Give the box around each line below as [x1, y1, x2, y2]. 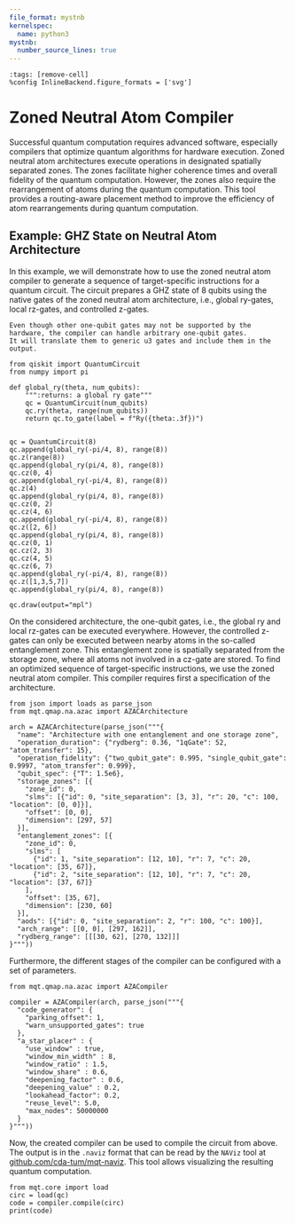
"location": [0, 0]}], [9, 800, 93, 809]
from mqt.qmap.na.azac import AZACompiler [9, 982, 168, 991]
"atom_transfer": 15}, [9, 746, 93, 754]
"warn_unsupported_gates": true [25, 1021, 144, 1030]
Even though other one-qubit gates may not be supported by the [9, 320, 252, 329]
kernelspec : [9, 21, 53, 30]
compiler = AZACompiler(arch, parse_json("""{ [9, 998, 184, 1007]
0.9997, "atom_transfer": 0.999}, [9, 761, 137, 770]
